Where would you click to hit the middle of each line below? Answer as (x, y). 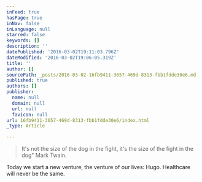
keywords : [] (23, 40)
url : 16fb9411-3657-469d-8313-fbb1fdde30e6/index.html (78, 120)
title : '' (19, 63)
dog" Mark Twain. (44, 155)
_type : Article (26, 126)
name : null (26, 97)
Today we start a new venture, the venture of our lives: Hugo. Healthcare (99, 167)
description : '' (27, 47)
